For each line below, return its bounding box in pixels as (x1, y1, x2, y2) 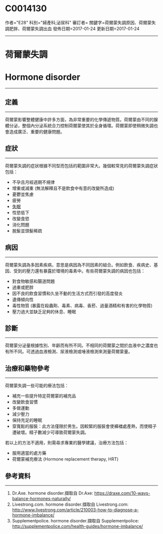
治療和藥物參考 (5, 364, 50, 373)
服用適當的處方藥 (12, 450, 47, 456)
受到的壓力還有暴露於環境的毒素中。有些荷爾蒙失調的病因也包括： (13, 268, 146, 274)
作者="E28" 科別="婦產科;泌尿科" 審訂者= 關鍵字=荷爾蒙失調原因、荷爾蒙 (5, 19, 152, 25)
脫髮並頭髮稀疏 (12, 228, 42, 233)
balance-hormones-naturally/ (12, 496, 71, 501)
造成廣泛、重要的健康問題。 (9, 128, 65, 134)
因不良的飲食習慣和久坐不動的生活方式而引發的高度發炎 (12, 290, 123, 296)
